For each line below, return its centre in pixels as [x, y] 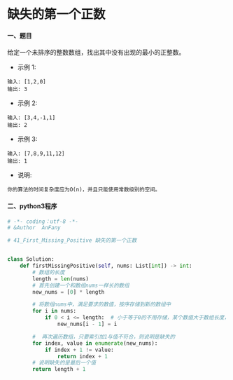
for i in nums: [55, 311]
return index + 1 [83, 356]
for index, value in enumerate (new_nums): [95, 343]
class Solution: [31, 259]
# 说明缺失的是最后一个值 [64, 363]
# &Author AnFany [34, 228]
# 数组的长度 [49, 272]
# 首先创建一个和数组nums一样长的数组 [81, 285]
